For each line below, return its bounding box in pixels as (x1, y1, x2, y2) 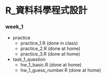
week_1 (5, 23, 24, 31)
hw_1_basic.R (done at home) (20, 62, 82, 68)
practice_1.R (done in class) (20, 40, 78, 46)
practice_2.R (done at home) (20, 45, 81, 51)
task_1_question (12, 57, 46, 63)
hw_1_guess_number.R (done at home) (20, 67, 101, 73)
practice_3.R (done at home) (20, 51, 80, 57)
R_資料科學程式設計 (5, 5, 88, 16)
